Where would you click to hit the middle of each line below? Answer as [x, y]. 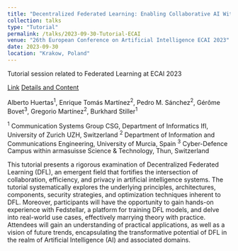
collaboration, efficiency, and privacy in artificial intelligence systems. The [115, 180]
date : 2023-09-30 [33, 47]
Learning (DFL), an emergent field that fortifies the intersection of [103, 172]
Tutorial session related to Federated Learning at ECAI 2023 [95, 73]
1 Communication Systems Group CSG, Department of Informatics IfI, [108, 125]
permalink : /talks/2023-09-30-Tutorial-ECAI [74, 34]
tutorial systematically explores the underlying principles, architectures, [112, 187]
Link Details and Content [43, 87]
